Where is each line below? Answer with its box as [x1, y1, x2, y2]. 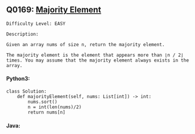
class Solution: [6, 89, 47, 95]
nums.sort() [28, 99, 58, 105]
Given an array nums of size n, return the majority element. [6, 41, 165, 47]
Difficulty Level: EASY [6, 20, 66, 26]
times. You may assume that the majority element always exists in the [6, 57, 189, 63]
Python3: [6, 75, 30, 83]
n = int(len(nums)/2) [28, 104, 82, 110]
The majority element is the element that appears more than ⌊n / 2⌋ [6, 52, 184, 58]
